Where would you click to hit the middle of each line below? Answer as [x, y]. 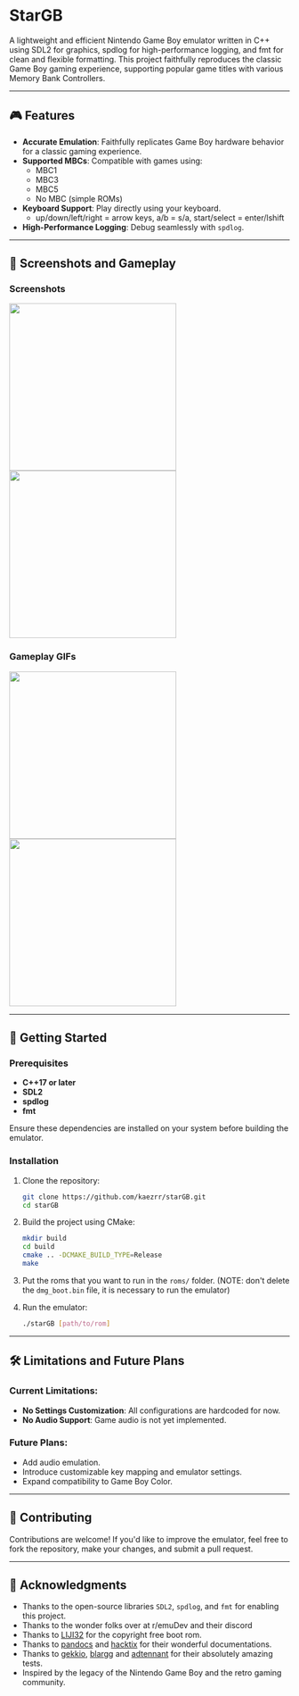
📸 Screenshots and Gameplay [93, 264]
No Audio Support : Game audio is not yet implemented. [124, 1419]
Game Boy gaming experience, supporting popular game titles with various [146, 69]
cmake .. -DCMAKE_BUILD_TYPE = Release [92, 1255]
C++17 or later [49, 1083]
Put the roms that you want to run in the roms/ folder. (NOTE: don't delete [156, 1280]
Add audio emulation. [61, 1462]
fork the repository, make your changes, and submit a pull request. [131, 1549]
